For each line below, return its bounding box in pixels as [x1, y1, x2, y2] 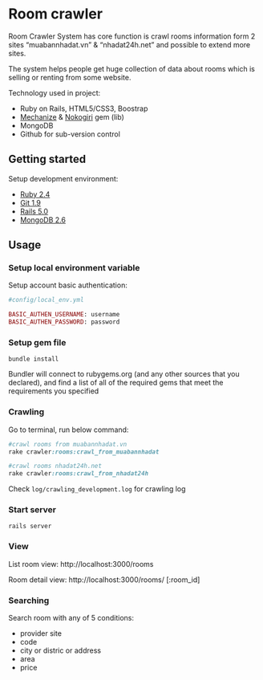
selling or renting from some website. [8, 72, 131, 82]
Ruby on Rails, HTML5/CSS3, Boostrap [19, 104, 148, 113]
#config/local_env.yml [8, 296, 84, 304]
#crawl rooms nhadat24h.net [8, 462, 103, 470]
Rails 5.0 [19, 206, 49, 216]
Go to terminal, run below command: [8, 425, 129, 434]
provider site [19, 629, 63, 638]
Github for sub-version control [19, 129, 120, 139]
